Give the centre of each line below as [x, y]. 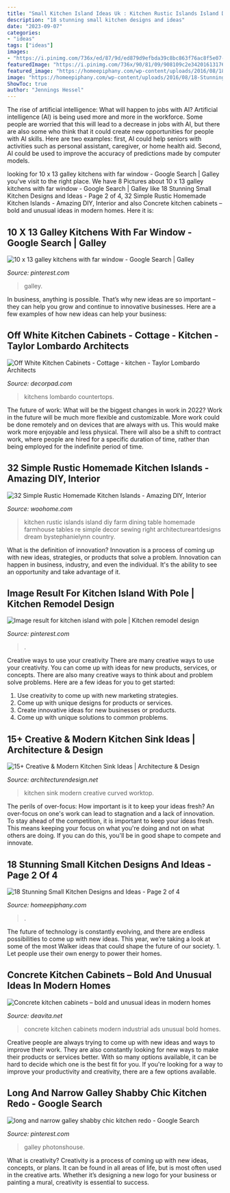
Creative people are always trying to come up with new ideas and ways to [111, 1042]
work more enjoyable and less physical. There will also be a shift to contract [114, 432]
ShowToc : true [27, 84]
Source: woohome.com [40, 508]
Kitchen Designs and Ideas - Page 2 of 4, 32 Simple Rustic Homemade [107, 196]
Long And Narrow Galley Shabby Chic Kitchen [107, 1093]
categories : [24, 33]
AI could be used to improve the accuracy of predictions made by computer [114, 154]
